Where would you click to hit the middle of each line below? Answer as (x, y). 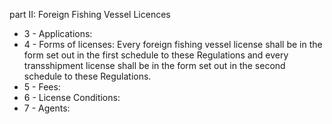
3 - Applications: (58, 33)
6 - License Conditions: (72, 97)
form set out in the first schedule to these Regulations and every (156, 55)
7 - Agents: (47, 108)
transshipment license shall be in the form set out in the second (154, 65)
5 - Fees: (42, 87)
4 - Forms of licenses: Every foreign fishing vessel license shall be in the (173, 44)
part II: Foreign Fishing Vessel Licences (90, 14)
